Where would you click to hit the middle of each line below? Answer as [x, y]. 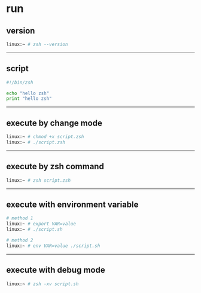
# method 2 [20, 240]
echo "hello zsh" [28, 93]
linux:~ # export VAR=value [41, 224]
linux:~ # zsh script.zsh [38, 180]
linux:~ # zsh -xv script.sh [42, 284]
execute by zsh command [55, 167]
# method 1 [20, 218]
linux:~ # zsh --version [37, 44]
